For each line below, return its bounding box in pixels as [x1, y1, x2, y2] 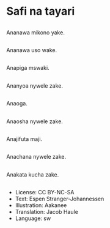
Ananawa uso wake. [6, 46, 57, 53]
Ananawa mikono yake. [6, 29, 65, 36]
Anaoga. [6, 100, 28, 107]
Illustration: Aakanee [15, 202, 67, 209]
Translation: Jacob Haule [15, 208, 78, 216]
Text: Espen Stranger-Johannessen [15, 195, 105, 203]
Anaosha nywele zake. [6, 118, 63, 125]
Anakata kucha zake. [6, 170, 59, 178]
